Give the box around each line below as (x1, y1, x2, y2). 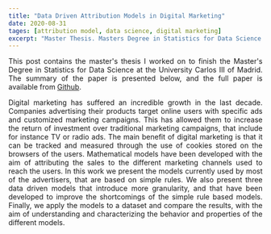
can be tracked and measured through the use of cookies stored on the (8, 140, 263, 150)
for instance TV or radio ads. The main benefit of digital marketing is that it (8, 132, 263, 142)
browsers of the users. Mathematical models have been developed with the (8, 149, 263, 159)
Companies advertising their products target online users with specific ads (8, 107, 263, 116)
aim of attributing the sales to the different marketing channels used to (8, 158, 263, 168)
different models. (8, 218, 65, 228)
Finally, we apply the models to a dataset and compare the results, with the (8, 201, 263, 211)
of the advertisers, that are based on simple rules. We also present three (8, 175, 263, 185)
